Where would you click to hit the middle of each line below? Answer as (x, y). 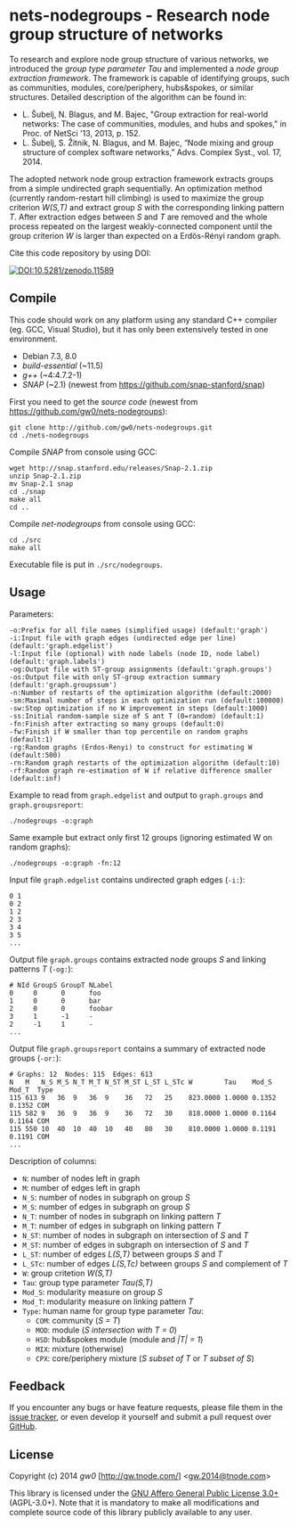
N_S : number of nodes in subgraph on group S (106, 1197)
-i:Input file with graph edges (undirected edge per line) (123, 638)
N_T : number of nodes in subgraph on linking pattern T (121, 1216)
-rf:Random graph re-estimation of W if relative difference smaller (141, 771)
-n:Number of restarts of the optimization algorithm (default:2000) (141, 693)
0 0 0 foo (55, 993)
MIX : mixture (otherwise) (80, 1349)
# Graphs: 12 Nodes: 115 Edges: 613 (81, 1074)
